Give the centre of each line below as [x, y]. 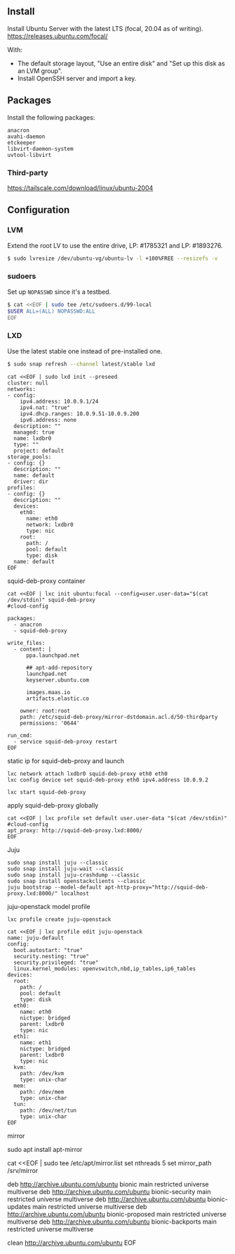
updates [19, 1206]
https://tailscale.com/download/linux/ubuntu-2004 [80, 188]
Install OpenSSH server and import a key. [77, 78]
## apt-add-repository [59, 667]
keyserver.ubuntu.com [58, 680]
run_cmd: [20, 735]
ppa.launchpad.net [53, 655]
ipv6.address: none [48, 420]
